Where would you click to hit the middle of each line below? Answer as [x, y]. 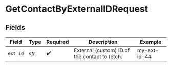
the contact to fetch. [98, 57]
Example [151, 42]
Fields [15, 28]
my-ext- [148, 50]
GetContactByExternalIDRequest [77, 9]
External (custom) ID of [102, 50]
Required [58, 42]
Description [103, 42]
